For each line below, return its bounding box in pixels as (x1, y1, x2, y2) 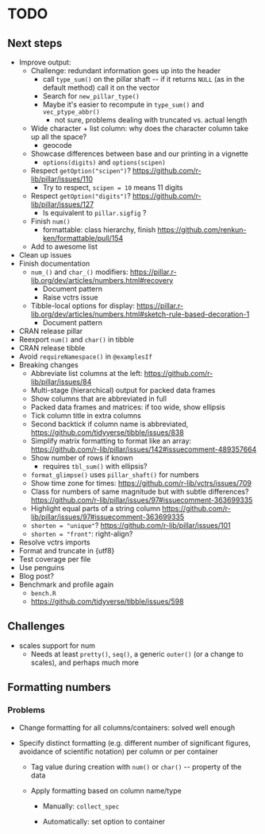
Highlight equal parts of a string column (30, 504, 160, 513)
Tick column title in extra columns (30, 411, 142, 420)
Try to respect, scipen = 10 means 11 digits (42, 183, 183, 192)
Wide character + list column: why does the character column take (30, 124, 249, 133)
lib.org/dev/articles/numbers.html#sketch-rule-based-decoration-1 (30, 309, 250, 319)
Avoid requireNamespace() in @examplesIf (18, 351, 152, 361)
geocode (42, 141, 72, 149)
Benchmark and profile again (18, 580, 114, 589)
